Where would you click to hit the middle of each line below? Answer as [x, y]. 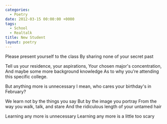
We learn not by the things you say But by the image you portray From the [81, 101]
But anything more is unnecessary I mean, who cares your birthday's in [78, 86]
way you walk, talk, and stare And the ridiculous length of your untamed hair [83, 106]
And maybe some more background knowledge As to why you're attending [82, 71]
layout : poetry [21, 42]
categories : [17, 10]
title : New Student [25, 38]
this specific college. [26, 76]
